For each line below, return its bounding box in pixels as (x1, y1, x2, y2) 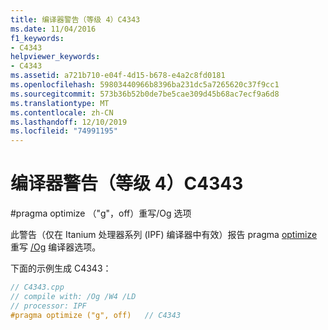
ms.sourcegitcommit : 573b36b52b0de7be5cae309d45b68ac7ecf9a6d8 (10, 89, 280, 99)
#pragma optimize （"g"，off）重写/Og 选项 (10, 207, 192, 220)
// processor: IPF (10, 301, 87, 311)
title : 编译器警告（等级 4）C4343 (10, 14, 141, 25)
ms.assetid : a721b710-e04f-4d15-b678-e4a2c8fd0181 (10, 71, 226, 81)
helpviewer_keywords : (10, 52, 101, 62)
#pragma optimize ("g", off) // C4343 (10, 310, 182, 320)
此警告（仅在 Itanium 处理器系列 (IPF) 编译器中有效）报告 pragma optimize (10, 229, 318, 241)
